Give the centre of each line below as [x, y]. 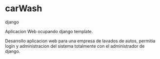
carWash [24, 9]
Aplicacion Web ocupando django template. [49, 31]
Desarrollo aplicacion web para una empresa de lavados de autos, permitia [80, 41]
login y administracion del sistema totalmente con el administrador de [75, 46]
